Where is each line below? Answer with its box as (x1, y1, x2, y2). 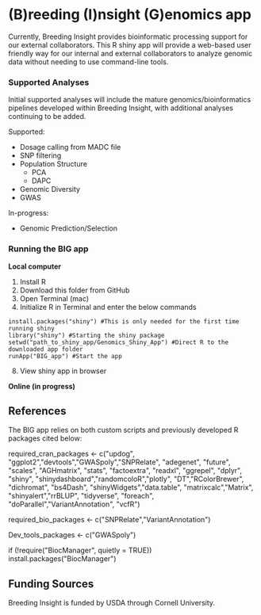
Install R (19, 277, 46, 286)
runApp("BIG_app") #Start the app (8, 352, 123, 360)
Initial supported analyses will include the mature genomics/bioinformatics (8, 95, 251, 105)
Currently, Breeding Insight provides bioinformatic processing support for (8, 32, 248, 41)
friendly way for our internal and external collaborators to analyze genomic (8, 48, 252, 58)
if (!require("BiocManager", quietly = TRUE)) (8, 545, 152, 556)
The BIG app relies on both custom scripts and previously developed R (8, 426, 239, 435)
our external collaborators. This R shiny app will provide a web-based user (8, 40, 251, 49)
